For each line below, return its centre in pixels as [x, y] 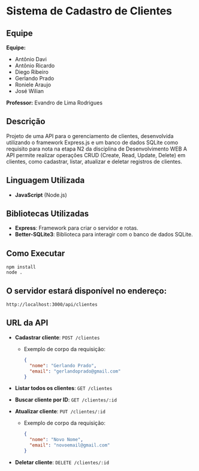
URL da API [27, 323]
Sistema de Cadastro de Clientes [89, 11]
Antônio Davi [31, 59]
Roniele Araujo [33, 85]
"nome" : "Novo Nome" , [56, 440]
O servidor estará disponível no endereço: [86, 291]
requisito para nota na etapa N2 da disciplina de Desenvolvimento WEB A [97, 149]
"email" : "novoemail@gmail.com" [70, 445]
